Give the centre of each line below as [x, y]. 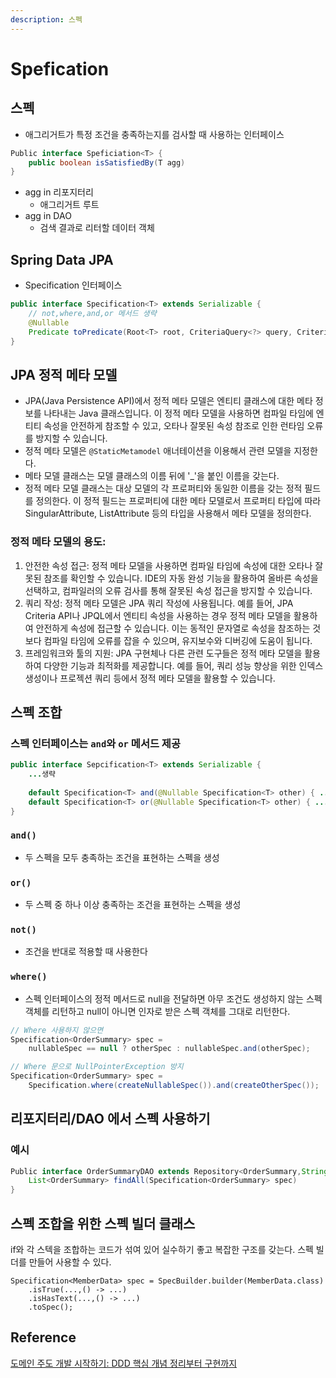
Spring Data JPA [62, 259]
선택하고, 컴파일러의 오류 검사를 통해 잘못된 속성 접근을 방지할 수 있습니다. [168, 590]
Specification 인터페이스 [73, 285]
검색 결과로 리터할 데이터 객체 [97, 228]
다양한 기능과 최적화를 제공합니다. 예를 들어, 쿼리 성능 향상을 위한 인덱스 [183, 665]
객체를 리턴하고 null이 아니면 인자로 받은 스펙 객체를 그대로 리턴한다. [157, 1011]
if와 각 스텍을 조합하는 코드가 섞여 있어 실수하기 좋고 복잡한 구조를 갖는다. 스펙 [162, 1250]
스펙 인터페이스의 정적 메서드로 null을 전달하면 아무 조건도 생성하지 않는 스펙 [173, 998]
